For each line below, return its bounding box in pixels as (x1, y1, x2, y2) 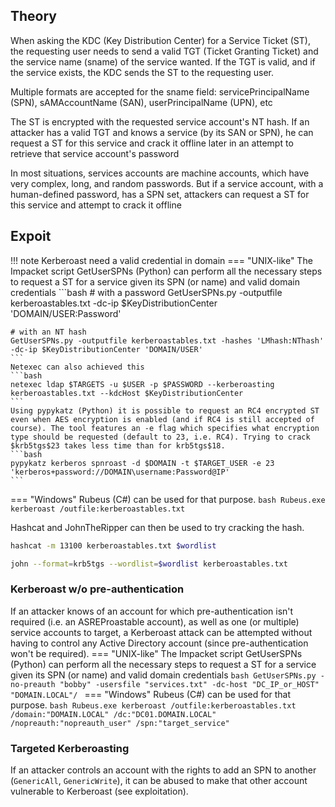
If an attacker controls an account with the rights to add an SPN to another (10, 764, 317, 776)
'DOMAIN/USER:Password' (10, 307, 122, 319)
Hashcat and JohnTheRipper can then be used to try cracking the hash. (10, 521, 305, 533)
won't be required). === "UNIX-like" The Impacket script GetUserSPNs (10, 647, 303, 659)
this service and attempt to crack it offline (10, 199, 182, 211)
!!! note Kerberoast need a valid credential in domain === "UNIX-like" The (10, 254, 313, 266)
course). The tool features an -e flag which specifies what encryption (10, 423, 320, 433)
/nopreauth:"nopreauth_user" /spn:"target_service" (10, 718, 230, 728)
